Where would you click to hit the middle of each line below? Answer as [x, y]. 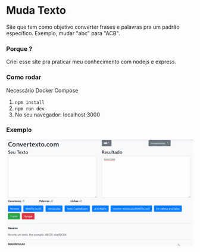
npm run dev [29, 109]
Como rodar [24, 77]
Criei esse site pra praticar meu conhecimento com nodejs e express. [91, 62]
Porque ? [19, 48]
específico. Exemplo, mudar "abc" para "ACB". [63, 33]
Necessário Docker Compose [42, 90]
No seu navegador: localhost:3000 [57, 115]
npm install [29, 102]
